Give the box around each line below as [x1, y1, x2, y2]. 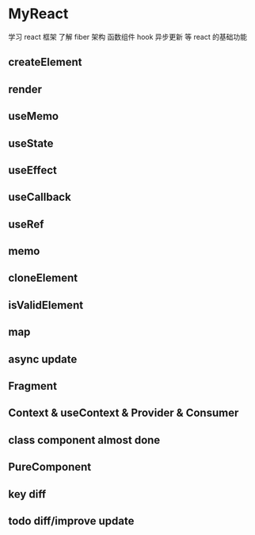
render [8, 83, 42, 96]
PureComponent [8, 460, 92, 474]
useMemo [8, 110, 59, 123]
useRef [8, 217, 44, 231]
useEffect [8, 164, 58, 177]
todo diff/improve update [8, 514, 135, 528]
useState [8, 137, 54, 150]
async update [8, 352, 78, 366]
